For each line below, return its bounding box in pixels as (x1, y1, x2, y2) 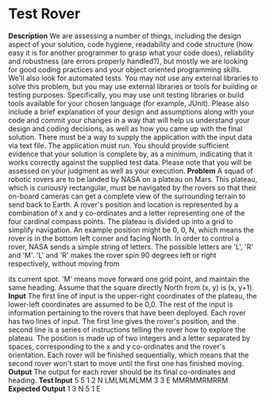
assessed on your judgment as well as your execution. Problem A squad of (8, 166, 254, 175)
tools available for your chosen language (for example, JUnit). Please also (8, 98, 250, 108)
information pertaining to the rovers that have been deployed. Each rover (8, 307, 246, 318)
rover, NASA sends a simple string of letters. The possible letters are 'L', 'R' (8, 241, 254, 251)
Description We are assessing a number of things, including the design (8, 31, 241, 40)
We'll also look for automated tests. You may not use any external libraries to (8, 73, 259, 83)
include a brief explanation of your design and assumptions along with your (8, 106, 255, 116)
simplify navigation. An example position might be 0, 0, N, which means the (8, 225, 254, 234)
